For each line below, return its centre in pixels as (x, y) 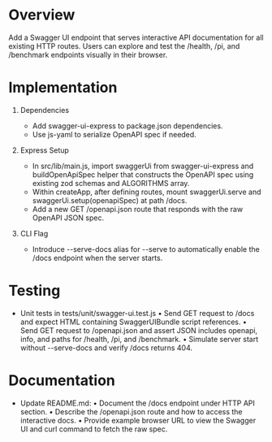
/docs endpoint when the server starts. (97, 258)
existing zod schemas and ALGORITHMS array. (111, 183)
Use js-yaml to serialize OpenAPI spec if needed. (114, 134)
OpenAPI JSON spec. (68, 218)
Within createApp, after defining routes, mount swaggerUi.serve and (147, 192)
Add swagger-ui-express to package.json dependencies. (127, 126)
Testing (35, 291)
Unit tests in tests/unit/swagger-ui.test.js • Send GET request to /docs (137, 313)
